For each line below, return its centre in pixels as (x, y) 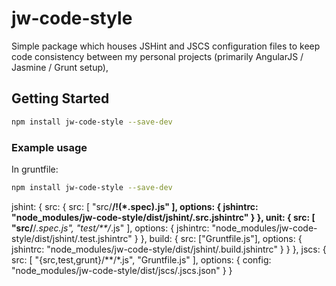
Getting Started (60, 98)
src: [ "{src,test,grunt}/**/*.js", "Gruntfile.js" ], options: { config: (141, 259)
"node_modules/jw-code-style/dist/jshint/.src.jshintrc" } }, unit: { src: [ (163, 217)
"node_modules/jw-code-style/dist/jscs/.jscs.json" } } (122, 270)
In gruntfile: (35, 169)
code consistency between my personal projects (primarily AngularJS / (157, 56)
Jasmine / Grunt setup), (60, 67)
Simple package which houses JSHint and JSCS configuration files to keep (166, 46)
